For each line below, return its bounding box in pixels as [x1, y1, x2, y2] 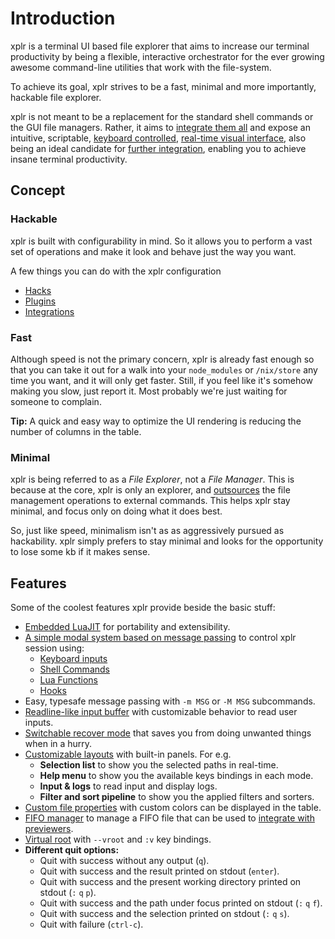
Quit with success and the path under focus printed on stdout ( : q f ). [39, 897, 323, 909]
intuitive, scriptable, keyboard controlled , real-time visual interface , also [10, 132, 307, 144]
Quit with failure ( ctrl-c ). [39, 918, 144, 931]
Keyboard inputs [39, 653, 108, 665]
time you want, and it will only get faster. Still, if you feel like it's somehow [10, 374, 313, 386]
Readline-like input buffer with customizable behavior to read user [24, 706, 298, 718]
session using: [24, 642, 85, 654]
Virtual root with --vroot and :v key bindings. [24, 833, 212, 846]
